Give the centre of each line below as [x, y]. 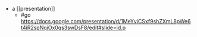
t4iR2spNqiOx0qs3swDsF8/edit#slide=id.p [73, 27]
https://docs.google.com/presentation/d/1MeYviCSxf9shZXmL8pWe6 [106, 21]
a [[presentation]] [33, 9]
